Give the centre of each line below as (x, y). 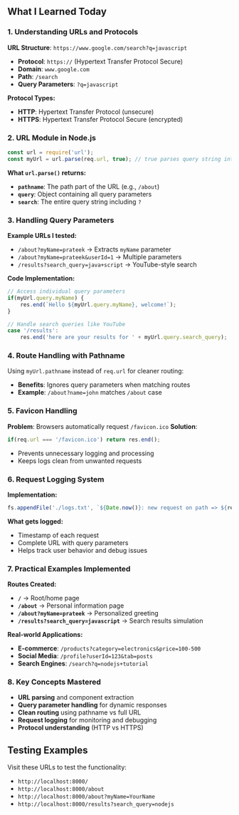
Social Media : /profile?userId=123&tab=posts (85, 656)
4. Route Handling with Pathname (66, 355)
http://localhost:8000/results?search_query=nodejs (96, 804)
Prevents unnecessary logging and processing (86, 453)
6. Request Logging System (56, 479)
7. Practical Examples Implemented (69, 569)
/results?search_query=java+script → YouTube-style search (107, 265)
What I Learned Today (57, 12)
